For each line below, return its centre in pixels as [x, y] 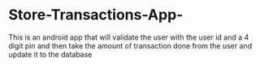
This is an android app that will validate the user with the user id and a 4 [129, 37]
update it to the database [50, 54]
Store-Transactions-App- [96, 15]
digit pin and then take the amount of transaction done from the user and [130, 45]
